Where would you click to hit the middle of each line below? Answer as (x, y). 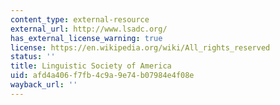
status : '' (33, 57)
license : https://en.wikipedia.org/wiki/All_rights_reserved (140, 47)
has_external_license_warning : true (86, 38)
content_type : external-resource (80, 19)
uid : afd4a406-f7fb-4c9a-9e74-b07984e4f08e (102, 76)
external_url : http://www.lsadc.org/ (89, 29)
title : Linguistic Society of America (91, 66)
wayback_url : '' (44, 85)
